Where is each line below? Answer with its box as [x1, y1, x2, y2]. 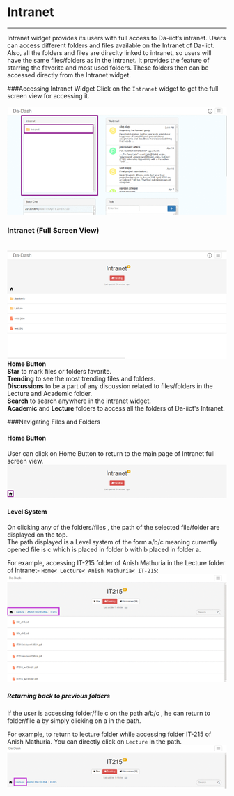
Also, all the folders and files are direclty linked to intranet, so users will [7, 48, 212, 56]
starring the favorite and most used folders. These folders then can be [7, 63, 209, 72]
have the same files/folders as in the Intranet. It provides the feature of [7, 56, 210, 64]
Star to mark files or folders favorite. [7, 367, 112, 376]
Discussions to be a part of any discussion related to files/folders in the [7, 382, 214, 390]
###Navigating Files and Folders [7, 418, 101, 426]
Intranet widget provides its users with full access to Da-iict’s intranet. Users [7, 33, 226, 42]
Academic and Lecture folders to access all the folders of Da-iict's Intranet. [7, 404, 225, 413]
